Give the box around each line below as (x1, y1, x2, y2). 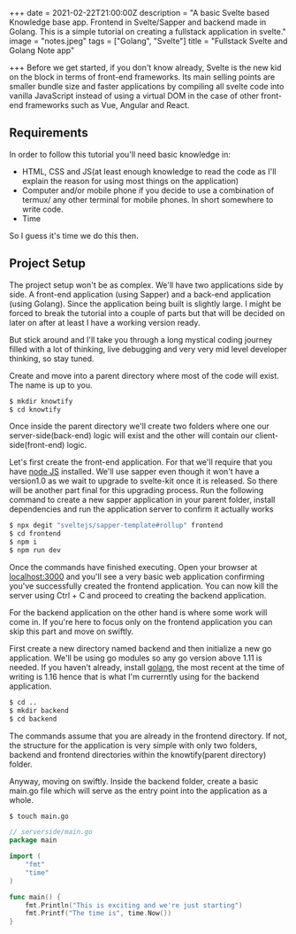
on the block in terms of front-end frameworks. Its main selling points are (9, 72, 276, 82)
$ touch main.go (9, 812, 69, 821)
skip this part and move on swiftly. (9, 626, 134, 637)
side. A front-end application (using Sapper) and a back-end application (9, 289, 271, 299)
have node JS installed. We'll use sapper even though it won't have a (9, 467, 260, 477)
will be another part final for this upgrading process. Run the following (9, 485, 264, 496)
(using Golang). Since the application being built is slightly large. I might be (9, 298, 282, 309)
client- (254, 430, 279, 441)
